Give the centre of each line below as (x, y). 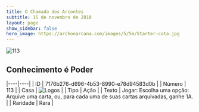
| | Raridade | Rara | (30, 102)
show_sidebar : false (32, 28)
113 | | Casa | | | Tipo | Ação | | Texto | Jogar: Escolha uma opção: (98, 90)
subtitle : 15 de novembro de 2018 (49, 17)
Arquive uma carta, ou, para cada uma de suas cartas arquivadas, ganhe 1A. (100, 97)
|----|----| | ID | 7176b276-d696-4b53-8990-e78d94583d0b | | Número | (96, 83)
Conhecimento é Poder (50, 69)
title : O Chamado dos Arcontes (45, 12)
